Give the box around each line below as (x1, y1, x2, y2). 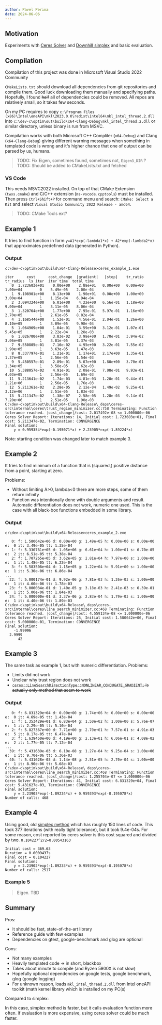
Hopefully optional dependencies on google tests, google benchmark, (12, 971, 151, 976)
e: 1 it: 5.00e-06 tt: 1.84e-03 (5, 590, 73, 595)
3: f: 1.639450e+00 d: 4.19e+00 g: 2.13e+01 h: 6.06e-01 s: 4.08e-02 (11, 736, 155, 741)
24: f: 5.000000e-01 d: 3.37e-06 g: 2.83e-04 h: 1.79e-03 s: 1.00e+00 (9, 594, 155, 599)
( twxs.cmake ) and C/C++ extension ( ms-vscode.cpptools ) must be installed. (5, 191, 153, 197)
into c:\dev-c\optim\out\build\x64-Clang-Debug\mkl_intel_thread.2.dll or (5, 118, 156, 124)
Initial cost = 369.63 (5, 846, 51, 851)
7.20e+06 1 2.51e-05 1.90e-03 (5, 397, 94, 403)
